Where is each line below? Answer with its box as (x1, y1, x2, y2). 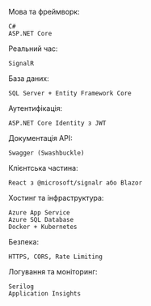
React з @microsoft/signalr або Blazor (8, 179, 143, 187)
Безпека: (8, 237, 39, 246)
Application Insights (8, 290, 82, 298)
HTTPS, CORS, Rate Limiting (8, 253, 103, 261)
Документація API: (8, 134, 73, 142)
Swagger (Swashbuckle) (8, 149, 85, 157)
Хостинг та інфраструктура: (8, 193, 104, 202)
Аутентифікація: (8, 104, 63, 113)
